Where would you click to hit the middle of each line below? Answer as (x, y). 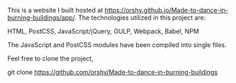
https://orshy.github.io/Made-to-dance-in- (167, 10)
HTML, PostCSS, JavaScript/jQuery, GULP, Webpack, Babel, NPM (103, 31)
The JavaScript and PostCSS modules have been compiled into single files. (117, 45)
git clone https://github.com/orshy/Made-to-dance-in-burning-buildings (113, 72)
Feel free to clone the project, (50, 58)
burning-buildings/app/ (41, 18)
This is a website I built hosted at (55, 10)
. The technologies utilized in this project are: (140, 18)
